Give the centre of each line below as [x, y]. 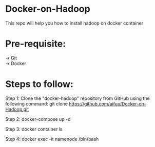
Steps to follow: [39, 84]
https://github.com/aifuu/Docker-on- [107, 103]
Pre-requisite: [35, 44]
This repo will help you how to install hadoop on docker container [74, 23]
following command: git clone [37, 103]
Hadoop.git [17, 109]
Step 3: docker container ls [34, 129]
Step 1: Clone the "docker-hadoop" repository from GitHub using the [77, 98]
